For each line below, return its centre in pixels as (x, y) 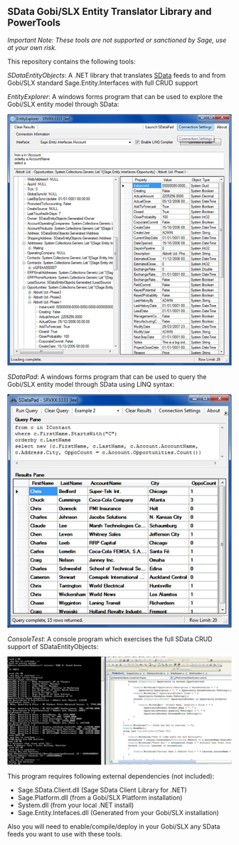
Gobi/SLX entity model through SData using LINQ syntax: (91, 384)
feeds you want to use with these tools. (65, 834)
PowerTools (34, 23)
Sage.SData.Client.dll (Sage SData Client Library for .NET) (102, 789)
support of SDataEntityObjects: (53, 646)
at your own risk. (32, 47)
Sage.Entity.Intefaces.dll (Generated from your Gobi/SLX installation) (118, 812)
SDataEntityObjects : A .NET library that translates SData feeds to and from (117, 75)
